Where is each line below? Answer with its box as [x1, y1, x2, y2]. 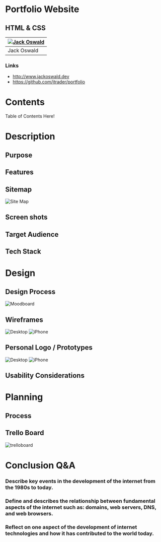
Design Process [5, 287, 56, 296]
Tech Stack [5, 247, 41, 256]
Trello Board [5, 429, 44, 437]
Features [5, 168, 34, 177]
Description [5, 131, 55, 142]
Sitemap [5, 185, 32, 193]
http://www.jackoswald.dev [12, 74, 69, 80]
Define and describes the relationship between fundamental [5, 497, 155, 504]
